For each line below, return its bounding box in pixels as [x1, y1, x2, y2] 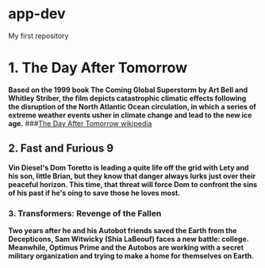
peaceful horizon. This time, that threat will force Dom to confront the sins [8, 179, 258, 189]
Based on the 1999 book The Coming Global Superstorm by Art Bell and [8, 85, 248, 94]
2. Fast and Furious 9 [8, 142, 113, 155]
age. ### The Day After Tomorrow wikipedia [8, 118, 152, 128]
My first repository [8, 31, 69, 40]
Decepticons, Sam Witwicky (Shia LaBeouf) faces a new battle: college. [8, 234, 249, 243]
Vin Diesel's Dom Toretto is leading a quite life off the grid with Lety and [8, 163, 249, 172]
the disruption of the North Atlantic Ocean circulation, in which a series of [8, 101, 256, 111]
